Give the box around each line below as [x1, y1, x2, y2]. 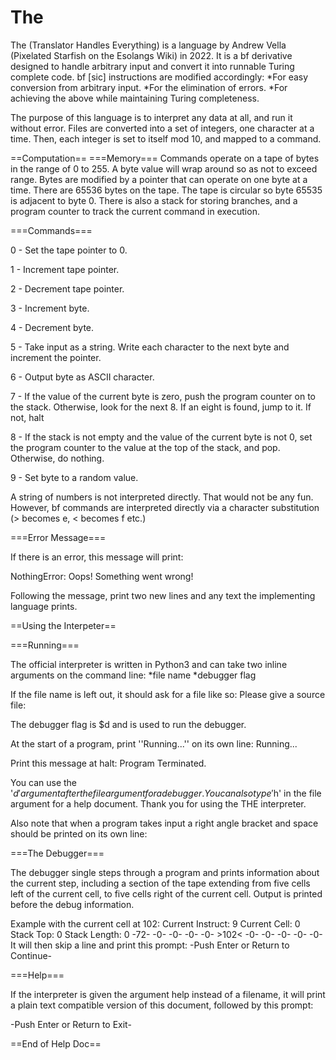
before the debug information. [10, 898, 135, 910]
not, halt [10, 411, 45, 423]
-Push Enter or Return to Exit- [10, 1018, 132, 1030]
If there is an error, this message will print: [10, 551, 184, 563]
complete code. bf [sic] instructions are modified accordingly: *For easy [10, 71, 309, 83]
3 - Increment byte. [10, 302, 90, 314]
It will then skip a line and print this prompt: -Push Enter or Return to [10, 939, 290, 951]
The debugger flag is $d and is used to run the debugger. [10, 718, 247, 730]
